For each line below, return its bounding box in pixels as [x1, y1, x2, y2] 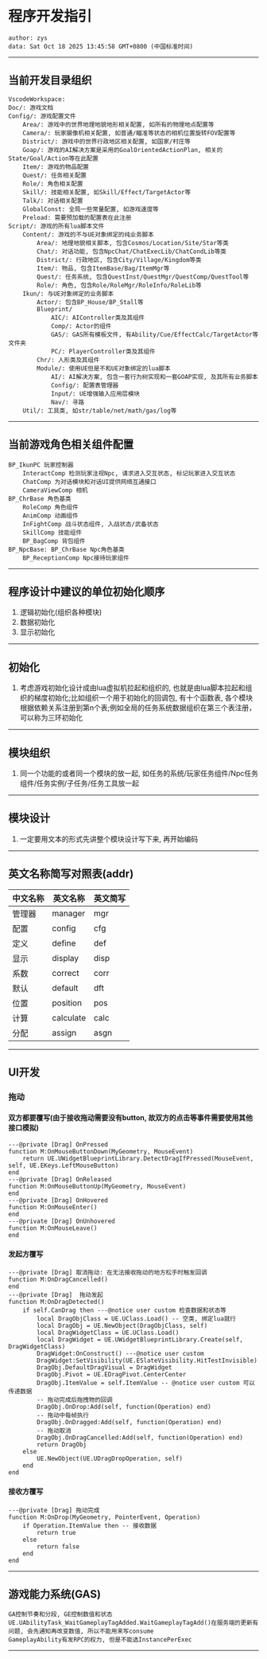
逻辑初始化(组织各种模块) [19, 607, 103, 617]
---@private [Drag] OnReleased [8, 1176, 112, 1184]
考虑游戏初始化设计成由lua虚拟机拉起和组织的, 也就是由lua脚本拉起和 [19, 683, 246, 693]
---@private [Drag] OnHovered [8, 1196, 109, 1204]
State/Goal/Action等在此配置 [8, 154, 99, 162]
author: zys [8, 33, 48, 42]
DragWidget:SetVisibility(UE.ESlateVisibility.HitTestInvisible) [37, 1356, 258, 1365]
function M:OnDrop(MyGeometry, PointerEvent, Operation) [8, 1513, 201, 1521]
